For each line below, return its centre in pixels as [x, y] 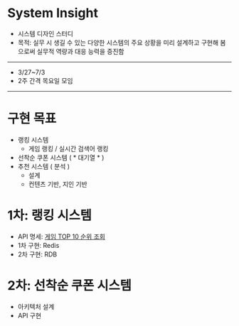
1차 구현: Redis [38, 245]
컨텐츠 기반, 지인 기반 [58, 184]
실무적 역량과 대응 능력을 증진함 [80, 51]
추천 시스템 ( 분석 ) [43, 166]
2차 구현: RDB [37, 254]
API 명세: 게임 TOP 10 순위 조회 [61, 237]
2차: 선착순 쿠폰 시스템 [69, 286]
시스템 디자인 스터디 [45, 33]
